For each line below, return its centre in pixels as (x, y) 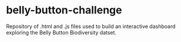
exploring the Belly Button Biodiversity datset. (61, 32)
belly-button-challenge (64, 10)
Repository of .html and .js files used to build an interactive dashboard (91, 26)
